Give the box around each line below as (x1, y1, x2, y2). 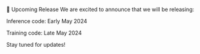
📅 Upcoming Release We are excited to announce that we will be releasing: (6, 6, 195, 13)
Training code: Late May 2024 (6, 29, 82, 36)
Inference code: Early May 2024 (6, 18, 87, 24)
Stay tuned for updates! (6, 41, 66, 48)
